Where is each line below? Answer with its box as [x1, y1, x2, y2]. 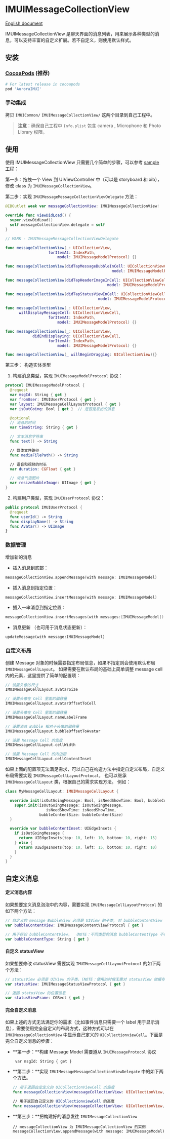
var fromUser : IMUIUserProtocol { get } [10, 397, 96, 402]
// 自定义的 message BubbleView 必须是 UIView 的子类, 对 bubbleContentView [5, 918, 162, 923]
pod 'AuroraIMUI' [5, 86, 42, 92]
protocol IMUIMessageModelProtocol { [5, 383, 85, 388]
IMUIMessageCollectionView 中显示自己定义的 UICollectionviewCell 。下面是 [5, 1032, 163, 1038]
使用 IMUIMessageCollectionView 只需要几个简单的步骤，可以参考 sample [5, 160, 159, 166]
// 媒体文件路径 [10, 448, 39, 453]
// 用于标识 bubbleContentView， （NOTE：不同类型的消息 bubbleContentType [5, 932, 158, 937]
